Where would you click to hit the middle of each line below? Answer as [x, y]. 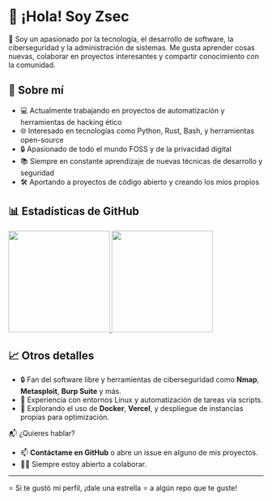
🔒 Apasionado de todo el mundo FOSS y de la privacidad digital [126, 148]
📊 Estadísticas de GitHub [74, 211]
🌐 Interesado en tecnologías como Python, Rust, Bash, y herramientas [137, 131]
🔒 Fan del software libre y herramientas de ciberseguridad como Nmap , [140, 379]
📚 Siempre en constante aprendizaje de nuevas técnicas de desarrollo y [141, 161]
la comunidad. [32, 65]
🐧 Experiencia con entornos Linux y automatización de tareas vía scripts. [141, 400]
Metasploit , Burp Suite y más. [70, 392]
